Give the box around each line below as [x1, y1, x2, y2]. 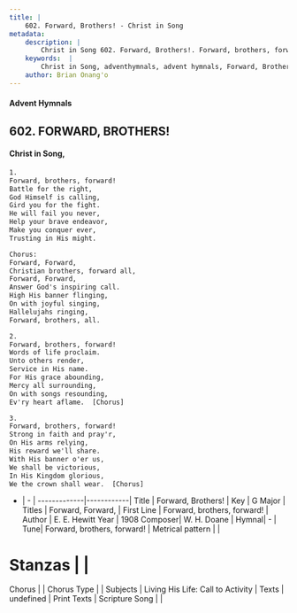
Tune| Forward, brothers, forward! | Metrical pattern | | [21, 524, 221, 534]
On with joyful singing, [9, 299, 101, 308]
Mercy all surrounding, [9, 381, 97, 390]
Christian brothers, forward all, [9, 267, 137, 275]
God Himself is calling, [9, 192, 101, 202]
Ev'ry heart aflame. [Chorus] [9, 398, 125, 407]
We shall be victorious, [9, 462, 101, 472]
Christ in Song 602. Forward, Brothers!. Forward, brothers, [41, 46, 271, 55]
